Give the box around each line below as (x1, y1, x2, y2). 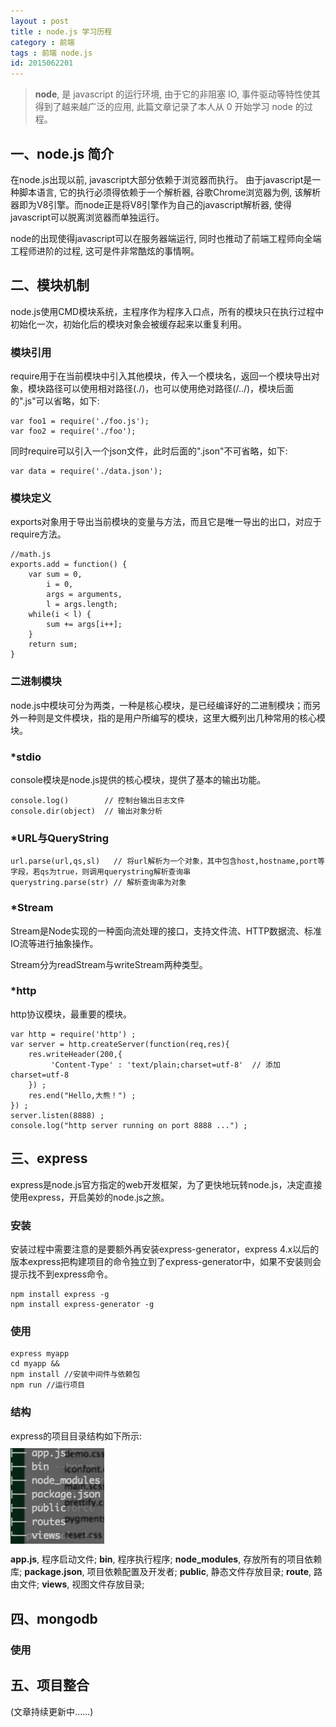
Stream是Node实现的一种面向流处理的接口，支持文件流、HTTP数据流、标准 (10, 925, 323, 937)
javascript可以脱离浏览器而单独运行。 (10, 211, 165, 223)
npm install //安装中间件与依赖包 (10, 1370, 141, 1380)
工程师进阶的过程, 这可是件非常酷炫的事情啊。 (10, 245, 200, 257)
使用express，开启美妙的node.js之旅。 (10, 1191, 170, 1203)
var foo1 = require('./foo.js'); (10, 416, 150, 427)
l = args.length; (46, 600, 118, 610)
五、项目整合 (10, 1677, 90, 1694)
